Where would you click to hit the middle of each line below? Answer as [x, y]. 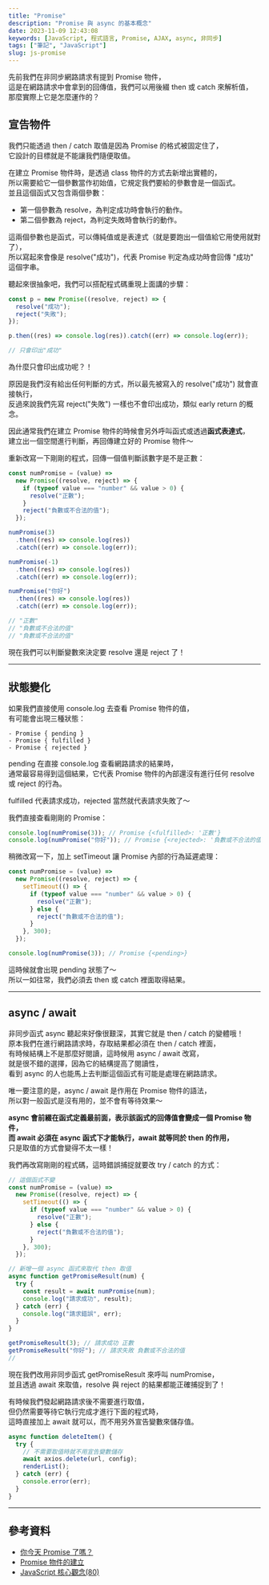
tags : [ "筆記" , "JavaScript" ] [57, 46]
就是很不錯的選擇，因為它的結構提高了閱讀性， [85, 1063]
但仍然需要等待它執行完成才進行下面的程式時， [85, 1411]
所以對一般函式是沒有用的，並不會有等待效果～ [85, 1100]
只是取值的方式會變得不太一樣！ [61, 1148]
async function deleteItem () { [60, 1437]
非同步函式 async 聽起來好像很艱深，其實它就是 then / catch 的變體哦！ [126, 1033]
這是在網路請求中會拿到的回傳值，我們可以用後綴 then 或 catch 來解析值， [130, 87]
